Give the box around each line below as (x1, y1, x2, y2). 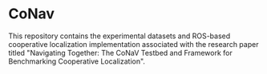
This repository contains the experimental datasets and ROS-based (8, 31, 231, 41)
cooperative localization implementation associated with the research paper (8, 39, 259, 49)
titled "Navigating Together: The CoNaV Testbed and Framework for (8, 48, 233, 57)
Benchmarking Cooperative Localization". (8, 56, 146, 66)
